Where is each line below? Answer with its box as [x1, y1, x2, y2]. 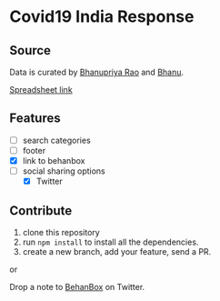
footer [22, 145, 46, 156]
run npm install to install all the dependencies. [22, 236, 199, 247]
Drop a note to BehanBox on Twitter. [9, 281, 145, 292]
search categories [22, 135, 91, 145]
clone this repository [22, 226, 100, 237]
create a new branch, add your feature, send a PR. [22, 246, 212, 256]
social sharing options [22, 166, 106, 176]
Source [9, 43, 52, 58]
